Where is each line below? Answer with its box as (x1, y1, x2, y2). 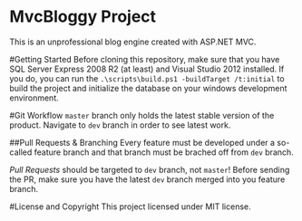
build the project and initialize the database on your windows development (9, 82, 287, 93)
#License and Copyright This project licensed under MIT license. (9, 201, 251, 212)
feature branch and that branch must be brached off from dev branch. (34, 147, 295, 158)
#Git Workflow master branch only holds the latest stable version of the (9, 110, 275, 120)
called (9, 147, 33, 158)
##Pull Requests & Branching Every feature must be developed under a (9, 137, 275, 148)
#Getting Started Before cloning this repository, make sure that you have (9, 53, 280, 64)
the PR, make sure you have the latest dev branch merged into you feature (9, 174, 286, 185)
